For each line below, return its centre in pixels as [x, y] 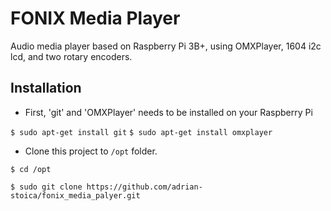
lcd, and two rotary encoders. [71, 56]
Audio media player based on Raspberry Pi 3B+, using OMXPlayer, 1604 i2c [166, 46]
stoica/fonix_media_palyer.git [75, 195]
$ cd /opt [31, 169]
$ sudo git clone [46, 187]
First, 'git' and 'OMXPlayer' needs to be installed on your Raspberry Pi [168, 112]
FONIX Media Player [95, 18]
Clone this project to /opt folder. [91, 151]
